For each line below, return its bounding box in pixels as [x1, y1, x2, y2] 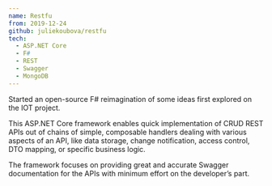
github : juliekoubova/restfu [8, 27, 107, 35]
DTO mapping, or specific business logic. [8, 144, 146, 154]
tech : [8, 34, 27, 43]
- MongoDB [15, 72, 49, 80]
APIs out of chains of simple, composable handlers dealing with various [8, 127, 247, 137]
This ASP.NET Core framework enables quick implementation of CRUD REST [8, 118, 264, 128]
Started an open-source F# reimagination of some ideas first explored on [8, 94, 253, 104]
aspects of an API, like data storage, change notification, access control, [8, 135, 250, 146]
